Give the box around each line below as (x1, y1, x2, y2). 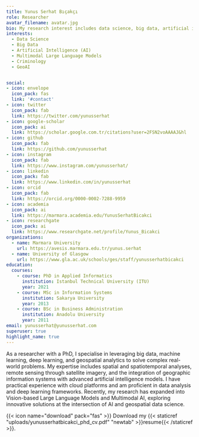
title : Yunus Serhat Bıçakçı (6, 8, 78, 15)
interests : (6, 31, 33, 37)
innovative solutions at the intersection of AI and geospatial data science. (6, 400, 185, 407)
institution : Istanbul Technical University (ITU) (21, 278, 150, 284)
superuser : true (6, 328, 46, 334)
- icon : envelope (6, 85, 49, 91)
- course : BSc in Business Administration (17, 306, 123, 312)
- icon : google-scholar (6, 118, 65, 125)
